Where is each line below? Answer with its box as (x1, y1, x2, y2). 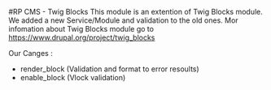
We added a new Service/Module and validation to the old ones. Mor (8, 15, 238, 25)
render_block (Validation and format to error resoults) (20, 64, 199, 74)
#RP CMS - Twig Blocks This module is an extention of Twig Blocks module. (8, 7, 263, 16)
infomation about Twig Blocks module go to (8, 24, 155, 33)
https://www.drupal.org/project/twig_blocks (8, 32, 155, 42)
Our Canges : (8, 49, 53, 58)
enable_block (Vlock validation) (20, 73, 126, 82)
